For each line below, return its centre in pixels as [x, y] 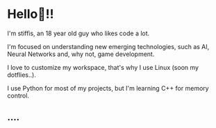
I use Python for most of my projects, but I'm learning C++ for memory [108, 88]
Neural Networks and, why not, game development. [81, 54]
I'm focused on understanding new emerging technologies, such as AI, [108, 46]
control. [18, 95]
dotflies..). [22, 75]
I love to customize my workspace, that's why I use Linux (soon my [103, 67]
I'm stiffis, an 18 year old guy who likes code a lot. [78, 33]
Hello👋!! [31, 14]
